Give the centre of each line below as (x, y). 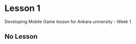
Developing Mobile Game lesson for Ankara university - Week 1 (68, 22)
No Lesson (21, 37)
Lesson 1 (23, 8)
